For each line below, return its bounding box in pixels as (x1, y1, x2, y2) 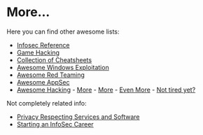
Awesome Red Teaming (16, 71, 85, 79)
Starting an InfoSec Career (16, 120, 94, 128)
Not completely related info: (6, 99, 87, 107)
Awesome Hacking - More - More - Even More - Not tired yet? (16, 85, 196, 94)
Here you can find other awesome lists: (6, 27, 120, 36)
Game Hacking (16, 48, 60, 57)
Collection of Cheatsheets (16, 55, 92, 64)
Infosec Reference (16, 41, 71, 49)
